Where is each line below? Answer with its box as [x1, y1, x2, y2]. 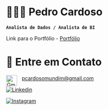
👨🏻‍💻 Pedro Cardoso [6, 5, 103, 19]
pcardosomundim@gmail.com [22, 74, 95, 81]
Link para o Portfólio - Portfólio [6, 35, 81, 42]
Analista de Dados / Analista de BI [6, 25, 95, 30]
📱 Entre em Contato [6, 56, 102, 69]
